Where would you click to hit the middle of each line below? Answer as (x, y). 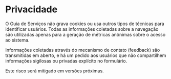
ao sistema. (17, 40)
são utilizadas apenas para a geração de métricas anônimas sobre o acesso (85, 34)
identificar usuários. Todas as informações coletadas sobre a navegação (82, 29)
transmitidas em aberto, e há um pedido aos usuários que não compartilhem (86, 55)
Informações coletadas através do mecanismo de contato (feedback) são (83, 50)
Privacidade (31, 9)
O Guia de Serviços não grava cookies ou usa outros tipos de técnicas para (85, 24)
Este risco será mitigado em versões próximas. (55, 71)
